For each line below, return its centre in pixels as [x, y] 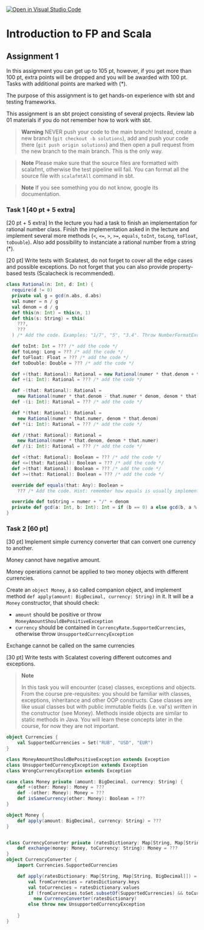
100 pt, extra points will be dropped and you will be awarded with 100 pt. [97, 77]
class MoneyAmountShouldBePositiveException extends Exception [88, 759]
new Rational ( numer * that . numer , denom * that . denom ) [88, 419]
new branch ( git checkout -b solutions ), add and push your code [105, 138]
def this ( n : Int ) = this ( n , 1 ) [51, 312]
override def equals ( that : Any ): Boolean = [67, 485]
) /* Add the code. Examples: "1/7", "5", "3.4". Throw [84, 335]
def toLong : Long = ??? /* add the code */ [67, 352]
